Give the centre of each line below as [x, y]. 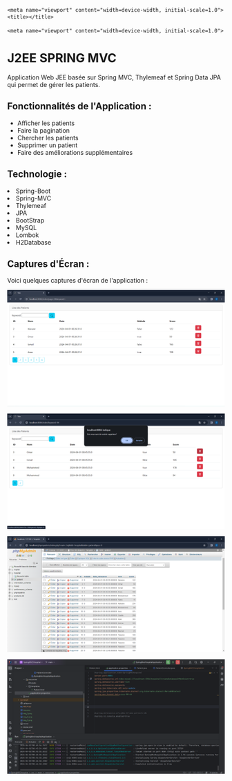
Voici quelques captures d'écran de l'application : [78, 281]
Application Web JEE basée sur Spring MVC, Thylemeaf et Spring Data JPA [114, 77]
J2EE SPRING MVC [62, 58]
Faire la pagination [43, 130]
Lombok [28, 235]
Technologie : [37, 175]
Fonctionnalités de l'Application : [79, 106]
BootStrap [30, 220]
